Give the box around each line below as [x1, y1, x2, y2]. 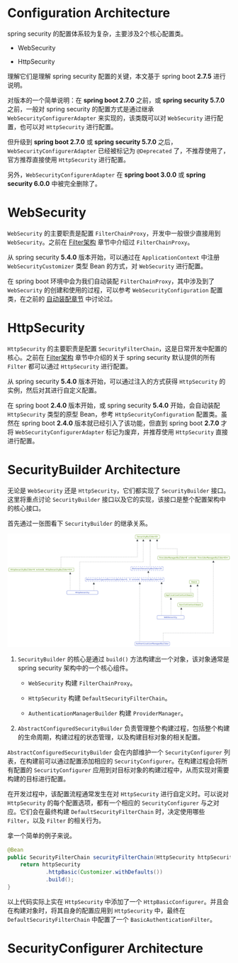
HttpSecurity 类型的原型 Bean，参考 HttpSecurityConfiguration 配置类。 [7, 409, 222, 418]
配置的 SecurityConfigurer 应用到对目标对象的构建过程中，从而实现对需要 [13, 765, 229, 774]
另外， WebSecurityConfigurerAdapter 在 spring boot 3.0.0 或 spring [7, 170, 206, 179]
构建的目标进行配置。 [7, 774, 69, 783]
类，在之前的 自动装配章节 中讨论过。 [7, 295, 117, 303]
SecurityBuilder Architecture [7, 462, 181, 478]
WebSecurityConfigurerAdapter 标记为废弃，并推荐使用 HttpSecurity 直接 [15, 427, 229, 436]
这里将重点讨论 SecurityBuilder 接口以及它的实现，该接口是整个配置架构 [7, 495, 220, 503]
